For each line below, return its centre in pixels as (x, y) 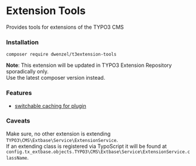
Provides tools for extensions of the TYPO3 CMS (65, 27)
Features (19, 93)
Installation (23, 42)
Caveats (18, 121)
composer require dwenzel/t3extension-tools (61, 55)
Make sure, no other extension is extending (58, 134)
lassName (17, 158)
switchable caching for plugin (50, 106)
